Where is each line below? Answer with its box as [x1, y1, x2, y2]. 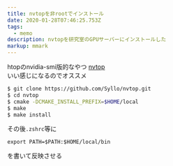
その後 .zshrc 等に [7, 125, 57, 133]
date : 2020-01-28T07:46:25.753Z [7, 17, 101, 24]
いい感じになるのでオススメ [7, 71, 87, 80]
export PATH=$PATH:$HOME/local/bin [7, 139, 111, 146]
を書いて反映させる [7, 151, 63, 160]
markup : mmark [7, 43, 49, 50]
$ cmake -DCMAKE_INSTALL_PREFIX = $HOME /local [7, 98, 139, 105]
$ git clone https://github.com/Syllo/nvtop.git [7, 85, 151, 92]
